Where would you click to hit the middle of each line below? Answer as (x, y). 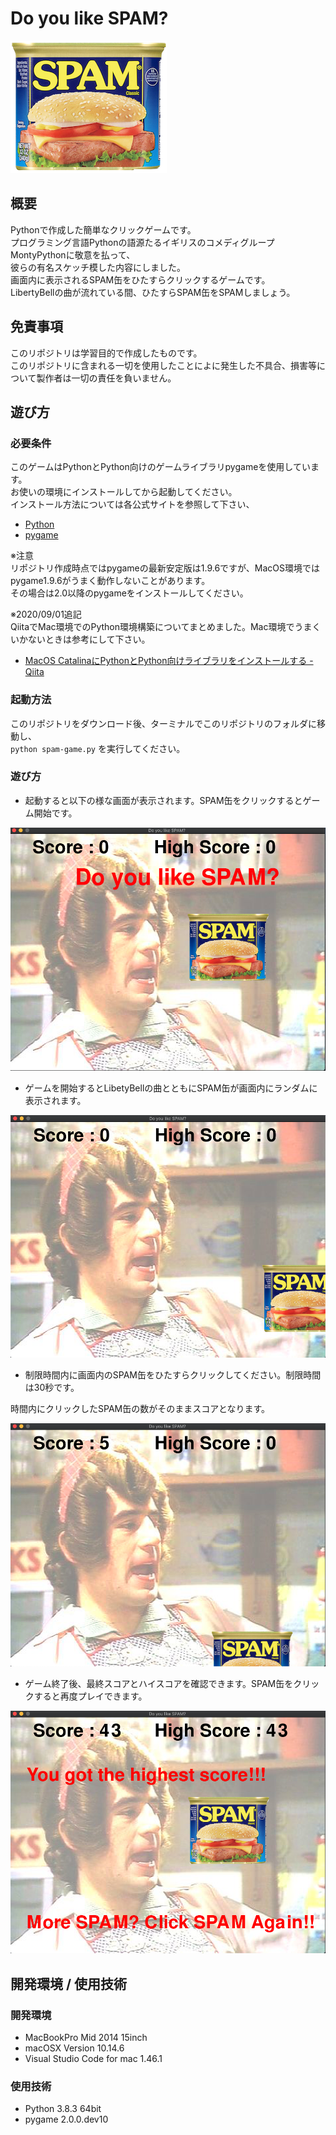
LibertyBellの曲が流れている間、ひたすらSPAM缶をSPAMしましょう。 (153, 292)
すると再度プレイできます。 (90, 1696)
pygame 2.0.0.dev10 (66, 2119)
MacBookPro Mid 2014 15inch (86, 2037)
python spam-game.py (53, 749)
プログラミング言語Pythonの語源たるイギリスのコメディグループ (142, 242)
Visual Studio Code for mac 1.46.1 (93, 2058)
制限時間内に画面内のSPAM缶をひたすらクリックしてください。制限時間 (173, 1375)
